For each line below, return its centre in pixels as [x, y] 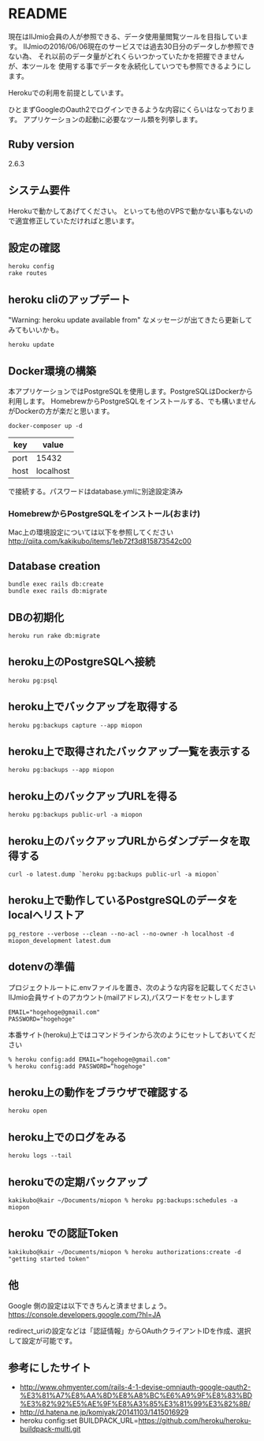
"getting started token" [49, 1259]
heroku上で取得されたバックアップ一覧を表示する [129, 751]
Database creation [54, 566]
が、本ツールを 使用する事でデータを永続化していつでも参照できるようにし [130, 66]
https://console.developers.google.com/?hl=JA [85, 1314]
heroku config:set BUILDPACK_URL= [79, 1421]
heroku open [28, 1111]
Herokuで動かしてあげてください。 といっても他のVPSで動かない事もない [127, 210]
